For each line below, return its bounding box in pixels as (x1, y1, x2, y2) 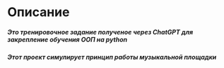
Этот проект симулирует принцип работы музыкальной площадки (7, 53, 217, 62)
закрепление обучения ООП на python (7, 35, 128, 43)
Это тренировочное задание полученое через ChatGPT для (7, 27, 193, 36)
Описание (7, 4, 70, 20)
